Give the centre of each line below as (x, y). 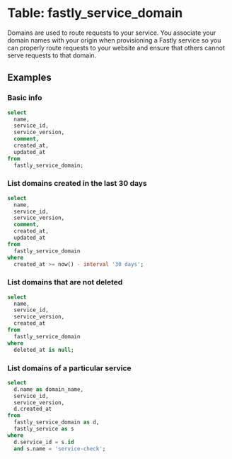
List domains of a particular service (70, 368)
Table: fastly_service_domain (95, 13)
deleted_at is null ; (44, 350)
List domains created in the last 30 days (77, 184)
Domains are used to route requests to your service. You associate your (112, 33)
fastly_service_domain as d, (57, 422)
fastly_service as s (44, 429)
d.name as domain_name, (48, 389)
